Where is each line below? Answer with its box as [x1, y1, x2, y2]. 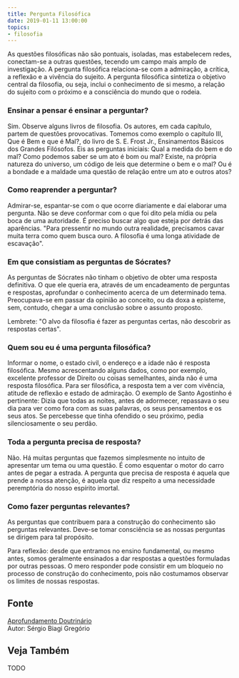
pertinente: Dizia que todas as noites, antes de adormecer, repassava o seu [7, 396, 230, 405]
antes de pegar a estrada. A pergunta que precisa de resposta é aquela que [7, 468, 230, 477]
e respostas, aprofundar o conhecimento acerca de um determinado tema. [7, 288, 227, 297]
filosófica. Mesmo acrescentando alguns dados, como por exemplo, [7, 366, 208, 375]
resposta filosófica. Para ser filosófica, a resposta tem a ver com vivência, [7, 381, 225, 390]
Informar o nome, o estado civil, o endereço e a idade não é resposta [7, 359, 210, 367]
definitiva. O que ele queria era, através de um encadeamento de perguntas [7, 281, 230, 289]
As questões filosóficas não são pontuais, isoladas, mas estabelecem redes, [7, 50, 232, 58]
